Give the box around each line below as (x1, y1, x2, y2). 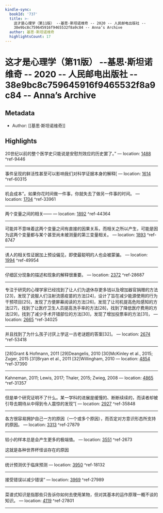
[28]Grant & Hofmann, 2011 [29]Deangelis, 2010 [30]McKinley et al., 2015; (5, 351, 153, 356)
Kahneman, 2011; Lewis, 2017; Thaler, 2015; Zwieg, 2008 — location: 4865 (5, 375, 154, 381)
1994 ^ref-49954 (5, 257, 39, 263)
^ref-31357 (5, 380, 27, 386)
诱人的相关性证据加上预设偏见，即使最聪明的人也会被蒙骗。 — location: (5, 251, 148, 258)
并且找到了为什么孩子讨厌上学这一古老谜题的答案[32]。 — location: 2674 (5, 331, 151, 337)
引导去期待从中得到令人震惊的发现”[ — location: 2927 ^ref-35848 (5, 401, 136, 407)
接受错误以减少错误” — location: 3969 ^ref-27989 (5, 477, 104, 482)
